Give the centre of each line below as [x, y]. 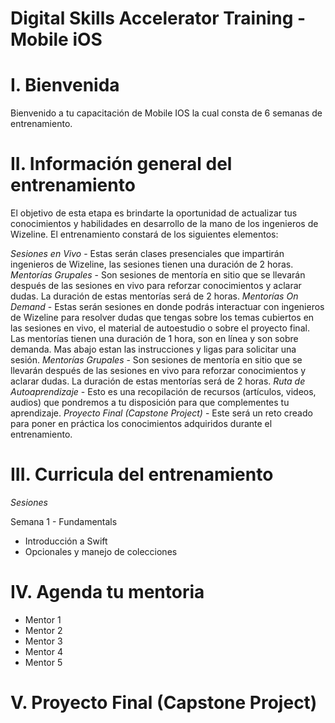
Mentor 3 [43, 641]
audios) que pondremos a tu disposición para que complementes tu [150, 403]
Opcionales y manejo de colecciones [101, 551]
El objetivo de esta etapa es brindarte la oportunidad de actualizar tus [154, 213]
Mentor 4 [43, 651]
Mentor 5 [43, 662]
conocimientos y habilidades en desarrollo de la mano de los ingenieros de [164, 224]
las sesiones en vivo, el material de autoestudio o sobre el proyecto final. [160, 328]
